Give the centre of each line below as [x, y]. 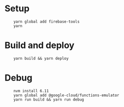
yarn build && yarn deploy [41, 58]
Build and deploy [40, 45]
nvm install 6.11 [31, 91]
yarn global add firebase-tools [46, 22]
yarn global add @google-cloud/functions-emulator [66, 95]
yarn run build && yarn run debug [49, 99]
